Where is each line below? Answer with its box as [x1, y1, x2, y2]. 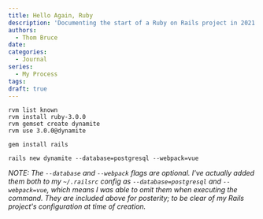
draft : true [8, 84, 47, 93]
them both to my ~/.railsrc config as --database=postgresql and [8, 176, 222, 186]
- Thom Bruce [15, 33, 58, 42]
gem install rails [8, 141, 69, 149]
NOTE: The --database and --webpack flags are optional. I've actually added [8, 169, 254, 178]
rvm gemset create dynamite [8, 120, 101, 128]
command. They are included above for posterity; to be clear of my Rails [8, 194, 244, 203]
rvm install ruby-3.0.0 [8, 113, 87, 121]
